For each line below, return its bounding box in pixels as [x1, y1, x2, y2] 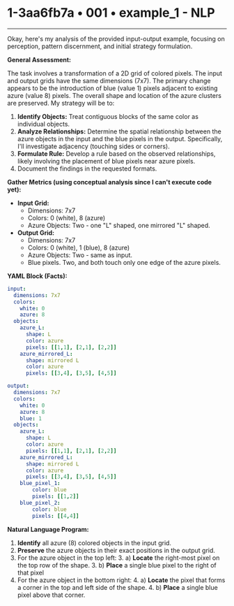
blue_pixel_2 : [19, 499, 61, 506]
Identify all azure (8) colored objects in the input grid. [17, 538, 172, 547]
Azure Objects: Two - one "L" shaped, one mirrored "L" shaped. [27, 221, 210, 229]
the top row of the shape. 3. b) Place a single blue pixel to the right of [17, 561, 217, 569]
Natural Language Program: [7, 525, 89, 533]
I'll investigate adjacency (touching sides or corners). [17, 142, 170, 150]
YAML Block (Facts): [7, 271, 68, 280]
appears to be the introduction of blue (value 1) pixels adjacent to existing [7, 84, 218, 92]
